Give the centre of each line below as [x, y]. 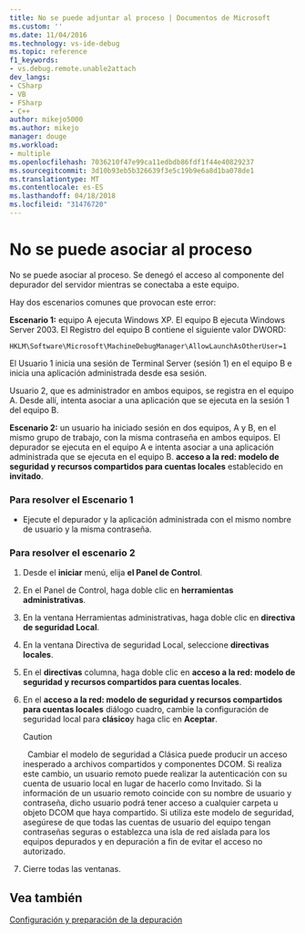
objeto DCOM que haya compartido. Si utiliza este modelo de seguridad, [158, 813]
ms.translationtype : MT [55, 179]
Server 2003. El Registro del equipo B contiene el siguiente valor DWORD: [148, 329]
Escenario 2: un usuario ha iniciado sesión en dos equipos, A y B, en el [143, 427]
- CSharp [26, 86]
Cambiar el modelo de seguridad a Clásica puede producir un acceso [157, 754]
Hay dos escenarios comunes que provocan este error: [113, 302]
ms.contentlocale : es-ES [56, 188]
